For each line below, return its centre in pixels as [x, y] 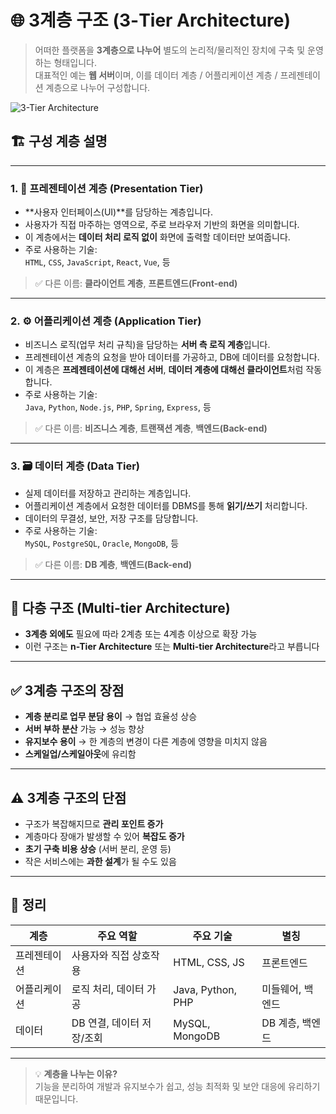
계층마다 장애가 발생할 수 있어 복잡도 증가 [104, 837]
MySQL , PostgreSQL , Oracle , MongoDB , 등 [102, 543]
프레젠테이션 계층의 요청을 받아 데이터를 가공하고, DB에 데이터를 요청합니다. [172, 357]
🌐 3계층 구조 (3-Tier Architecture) [151, 20]
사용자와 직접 [100, 955]
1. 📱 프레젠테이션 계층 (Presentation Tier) [107, 188]
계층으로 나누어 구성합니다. [98, 87]
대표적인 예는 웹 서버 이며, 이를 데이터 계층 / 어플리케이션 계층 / [156, 75]
